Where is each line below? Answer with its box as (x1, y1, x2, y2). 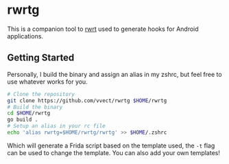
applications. (7, 32, 43, 40)
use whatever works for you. (7, 78, 88, 86)
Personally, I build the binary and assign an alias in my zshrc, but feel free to (7, 70, 222, 78)
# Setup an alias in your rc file (7, 123, 106, 130)
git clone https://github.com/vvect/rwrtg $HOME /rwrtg (7, 97, 167, 104)
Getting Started (7, 52, 75, 64)
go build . (7, 116, 38, 124)
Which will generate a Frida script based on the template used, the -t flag (7, 141, 215, 150)
